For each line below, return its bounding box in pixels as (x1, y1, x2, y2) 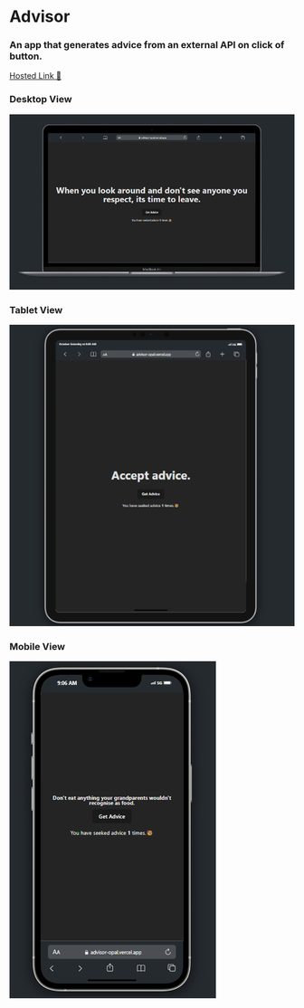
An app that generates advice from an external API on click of (9, 39, 285, 52)
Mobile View (9, 640, 66, 652)
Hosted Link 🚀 (9, 71, 62, 81)
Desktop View (9, 93, 72, 106)
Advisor (9, 6, 71, 27)
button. (9, 50, 43, 62)
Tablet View (9, 303, 63, 316)
